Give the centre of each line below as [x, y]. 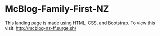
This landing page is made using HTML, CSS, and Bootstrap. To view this [80, 23]
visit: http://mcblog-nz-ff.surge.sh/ [41, 28]
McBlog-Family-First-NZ [57, 9]
